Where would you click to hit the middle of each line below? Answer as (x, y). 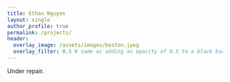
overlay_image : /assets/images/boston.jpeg (76, 45)
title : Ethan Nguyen (37, 13)
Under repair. (26, 71)
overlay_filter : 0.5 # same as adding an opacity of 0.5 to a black (113, 52)
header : (18, 39)
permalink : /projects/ (39, 32)
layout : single (29, 20)
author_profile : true (38, 26)
